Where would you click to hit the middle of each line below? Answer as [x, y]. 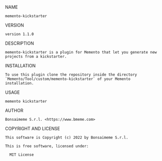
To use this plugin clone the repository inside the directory [71, 75]
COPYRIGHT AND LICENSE [33, 129]
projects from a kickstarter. [36, 56]
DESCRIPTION [20, 43]
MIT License [22, 155]
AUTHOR [14, 110]
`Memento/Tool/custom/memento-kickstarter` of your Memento [68, 79]
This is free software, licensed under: [47, 146]
